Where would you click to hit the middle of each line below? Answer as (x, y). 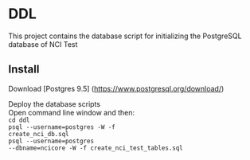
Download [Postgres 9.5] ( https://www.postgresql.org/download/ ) (116, 88)
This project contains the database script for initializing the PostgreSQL (125, 36)
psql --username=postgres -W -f (62, 127)
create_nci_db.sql (39, 134)
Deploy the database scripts (55, 103)
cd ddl (19, 120)
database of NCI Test (43, 44)
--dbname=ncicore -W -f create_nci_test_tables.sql (96, 148)
